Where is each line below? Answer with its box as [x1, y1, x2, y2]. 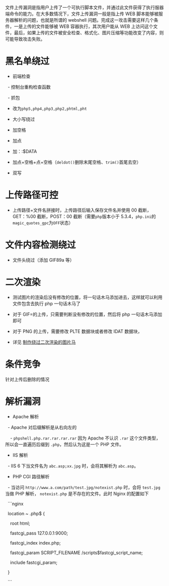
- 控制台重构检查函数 [7, 84, 51, 90]
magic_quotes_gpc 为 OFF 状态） [12, 219, 73, 226]
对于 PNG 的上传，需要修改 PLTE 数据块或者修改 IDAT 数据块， [12, 328, 142, 334]
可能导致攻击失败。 [5, 36, 45, 42]
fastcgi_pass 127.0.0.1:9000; [10, 530, 68, 536]
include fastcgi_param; [10, 559, 58, 565]
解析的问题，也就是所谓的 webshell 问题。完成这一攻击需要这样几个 [14, 17, 154, 23]
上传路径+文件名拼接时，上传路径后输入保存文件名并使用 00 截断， [12, 207, 152, 213]
